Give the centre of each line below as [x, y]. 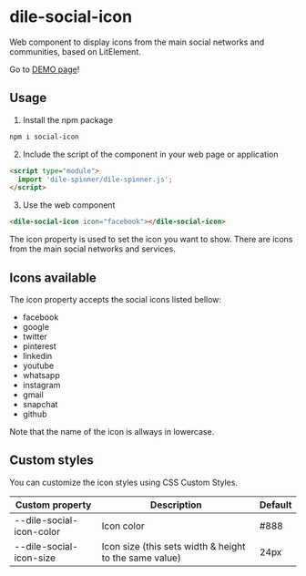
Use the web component [69, 205]
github [35, 414]
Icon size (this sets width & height [173, 546]
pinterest [39, 346]
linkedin [37, 355]
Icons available [53, 278]
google [36, 326]
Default [275, 505]
